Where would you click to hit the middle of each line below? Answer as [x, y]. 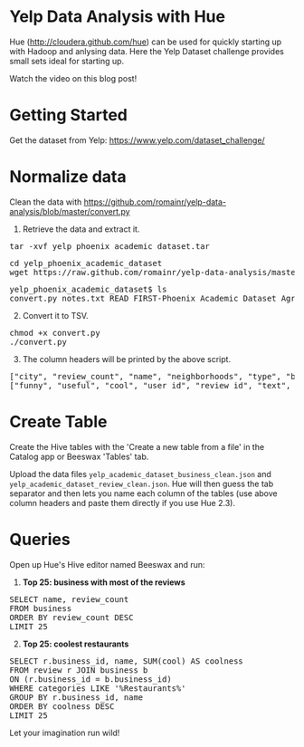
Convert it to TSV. [55, 315]
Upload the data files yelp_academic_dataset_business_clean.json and [140, 474]
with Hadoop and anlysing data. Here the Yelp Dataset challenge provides [147, 51]
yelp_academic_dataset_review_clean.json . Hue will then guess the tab [142, 484]
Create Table [58, 422]
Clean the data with [46, 202]
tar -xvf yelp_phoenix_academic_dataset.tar [110, 246]
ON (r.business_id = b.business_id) [90, 679]
